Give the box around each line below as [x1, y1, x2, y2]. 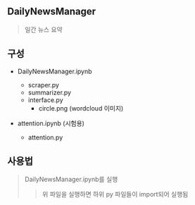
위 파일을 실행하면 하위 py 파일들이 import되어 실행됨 [42, 190, 189, 199]
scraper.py [27, 80, 60, 89]
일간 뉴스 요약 [24, 25, 63, 34]
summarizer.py [27, 88, 72, 97]
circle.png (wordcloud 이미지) [38, 104, 124, 112]
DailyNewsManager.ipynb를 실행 [24, 175, 118, 184]
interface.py [27, 95, 63, 104]
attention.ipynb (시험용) [17, 119, 84, 128]
